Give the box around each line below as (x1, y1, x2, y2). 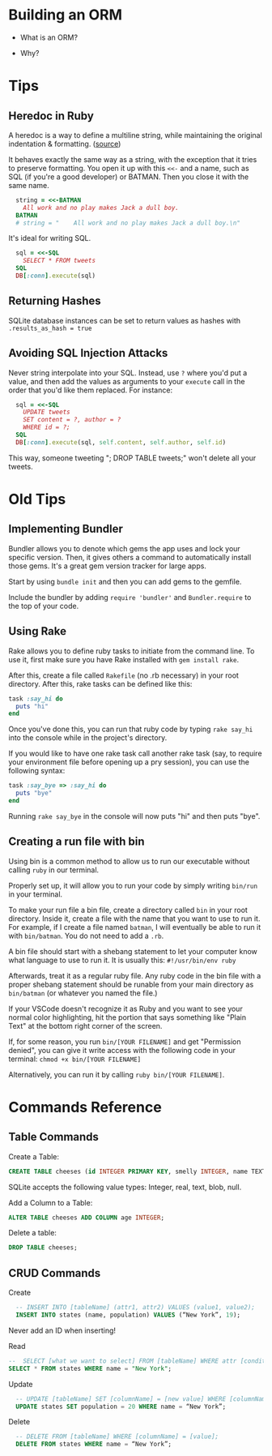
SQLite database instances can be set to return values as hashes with (8, 315, 241, 325)
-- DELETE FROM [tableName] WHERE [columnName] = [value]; (15, 1432, 219, 1441)
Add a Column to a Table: (8, 1197, 93, 1207)
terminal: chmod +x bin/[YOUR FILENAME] (8, 1054, 142, 1064)
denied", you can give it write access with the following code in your (8, 1045, 236, 1055)
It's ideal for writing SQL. (8, 233, 91, 243)
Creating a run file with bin (8, 835, 145, 849)
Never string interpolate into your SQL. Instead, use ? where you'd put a (8, 367, 248, 378)
